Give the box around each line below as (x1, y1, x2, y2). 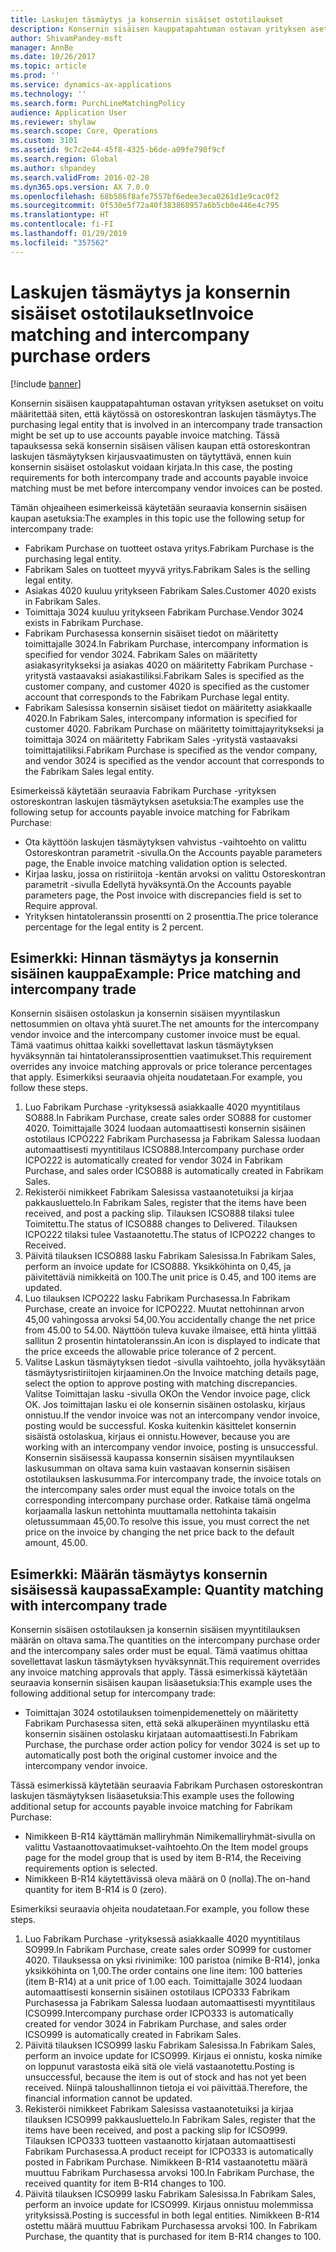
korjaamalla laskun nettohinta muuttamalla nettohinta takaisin (24, 1505, 277, 1517)
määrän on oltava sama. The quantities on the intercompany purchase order (10, 1634, 321, 1646)
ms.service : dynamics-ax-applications (10, 80, 172, 90)
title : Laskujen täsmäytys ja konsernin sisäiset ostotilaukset (10, 14, 284, 25)
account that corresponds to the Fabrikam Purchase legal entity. (24, 691, 290, 703)
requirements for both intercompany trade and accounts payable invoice (10, 471, 309, 483)
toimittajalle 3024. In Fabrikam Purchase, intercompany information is (24, 637, 309, 650)
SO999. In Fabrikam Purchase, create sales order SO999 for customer (24, 1944, 312, 1956)
